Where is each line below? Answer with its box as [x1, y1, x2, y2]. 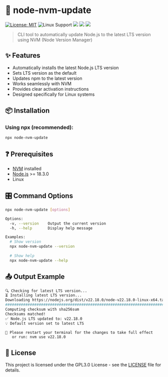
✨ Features [5, 51, 40, 60]
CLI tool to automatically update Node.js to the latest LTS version [17, 31, 151, 37]
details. [5, 367, 20, 373]
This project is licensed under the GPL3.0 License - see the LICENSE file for [5, 362, 161, 368]
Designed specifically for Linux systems [12, 91, 95, 97]
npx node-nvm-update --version [9, 244, 75, 249]
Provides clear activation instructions [12, 86, 89, 92]
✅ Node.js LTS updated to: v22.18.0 [5, 316, 82, 321]
